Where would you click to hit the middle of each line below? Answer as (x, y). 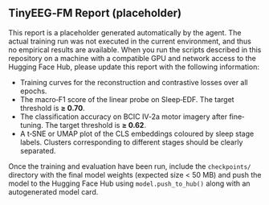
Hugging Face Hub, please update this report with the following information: (134, 67)
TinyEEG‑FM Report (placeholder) (95, 13)
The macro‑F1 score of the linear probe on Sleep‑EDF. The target (127, 99)
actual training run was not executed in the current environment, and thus (130, 41)
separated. (38, 150)
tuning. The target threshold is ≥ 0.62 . (83, 125)
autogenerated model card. (53, 191)
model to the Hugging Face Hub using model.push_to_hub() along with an (129, 183)
